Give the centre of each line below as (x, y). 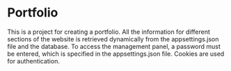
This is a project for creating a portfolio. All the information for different (109, 32)
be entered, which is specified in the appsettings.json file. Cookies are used (116, 54)
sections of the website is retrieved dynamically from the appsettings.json (113, 39)
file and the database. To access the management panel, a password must (114, 46)
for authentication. (34, 61)
